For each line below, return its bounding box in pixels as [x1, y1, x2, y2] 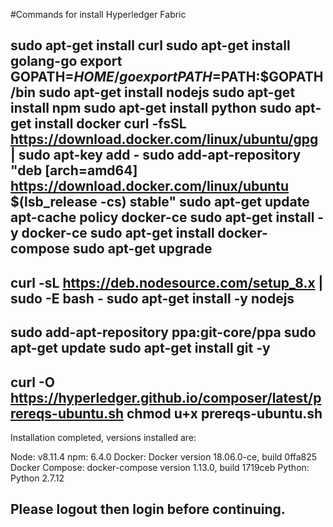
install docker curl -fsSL [34, 115, 187, 133]
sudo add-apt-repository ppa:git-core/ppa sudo [10, 324, 317, 341]
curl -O [10, 374, 55, 391]
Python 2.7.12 [10, 472, 65, 484]
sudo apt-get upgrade [72, 240, 213, 258]
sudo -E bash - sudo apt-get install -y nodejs [10, 290, 295, 307]
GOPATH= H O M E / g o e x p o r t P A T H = [10, 69, 222, 86]
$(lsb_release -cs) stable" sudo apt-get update [10, 194, 310, 211]
